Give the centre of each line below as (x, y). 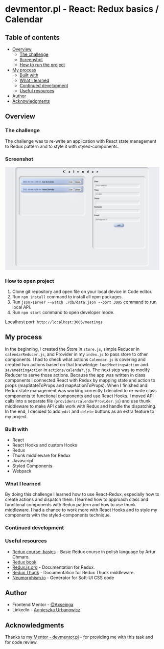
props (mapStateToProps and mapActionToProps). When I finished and (76, 385)
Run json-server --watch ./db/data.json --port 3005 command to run (84, 302)
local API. (22, 307)
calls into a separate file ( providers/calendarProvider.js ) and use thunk (78, 401)
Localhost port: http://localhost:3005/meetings (54, 322)
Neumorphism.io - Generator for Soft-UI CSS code (63, 578)
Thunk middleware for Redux (41, 455)
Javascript (23, 461)
